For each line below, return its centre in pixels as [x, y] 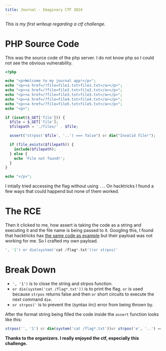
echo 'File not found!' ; [40, 158]
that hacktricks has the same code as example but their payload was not [79, 235]
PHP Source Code [42, 44]
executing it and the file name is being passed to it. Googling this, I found [79, 231]
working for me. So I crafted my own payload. [52, 241]
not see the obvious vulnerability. [39, 63]
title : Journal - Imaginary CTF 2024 [44, 10]
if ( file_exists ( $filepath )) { [42, 145]
